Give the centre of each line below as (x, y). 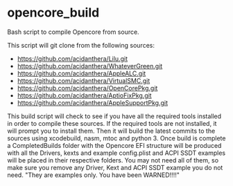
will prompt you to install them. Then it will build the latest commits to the (111, 131)
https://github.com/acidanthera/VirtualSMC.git (84, 80)
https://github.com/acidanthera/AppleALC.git (81, 73)
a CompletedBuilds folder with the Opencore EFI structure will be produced (114, 145)
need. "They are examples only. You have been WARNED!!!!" (94, 175)
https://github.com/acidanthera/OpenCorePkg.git (87, 88)
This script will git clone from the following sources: (81, 45)
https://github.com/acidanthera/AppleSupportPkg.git (93, 102)
